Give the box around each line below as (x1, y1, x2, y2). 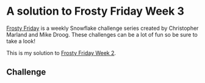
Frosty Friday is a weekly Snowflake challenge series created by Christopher (6, 24, 199, 32)
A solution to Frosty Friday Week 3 (6, 4, 184, 18)
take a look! (6, 37, 35, 45)
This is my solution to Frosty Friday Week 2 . (6, 49, 117, 56)
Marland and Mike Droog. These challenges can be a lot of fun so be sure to (6, 31, 198, 38)
